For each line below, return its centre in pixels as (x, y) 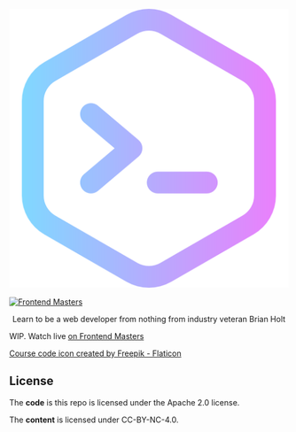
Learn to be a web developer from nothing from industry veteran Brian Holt (149, 319)
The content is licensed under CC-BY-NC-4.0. (94, 420)
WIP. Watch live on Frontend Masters (77, 336)
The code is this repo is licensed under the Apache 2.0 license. (125, 402)
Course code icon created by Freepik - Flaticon (95, 353)
